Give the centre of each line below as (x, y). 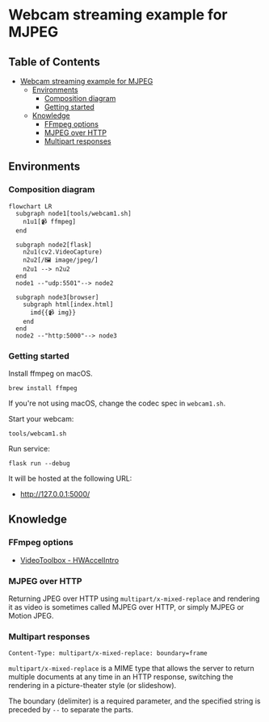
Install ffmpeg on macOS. (50, 373)
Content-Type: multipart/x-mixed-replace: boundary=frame (108, 653)
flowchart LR (30, 206)
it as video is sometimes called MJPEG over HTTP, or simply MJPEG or (126, 607)
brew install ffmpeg (43, 388)
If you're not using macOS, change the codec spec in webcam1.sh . (117, 403)
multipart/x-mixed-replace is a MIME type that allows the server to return (131, 669)
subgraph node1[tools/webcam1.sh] (74, 213)
